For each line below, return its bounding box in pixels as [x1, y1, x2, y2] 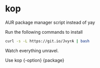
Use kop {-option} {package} [5, 57, 64, 63]
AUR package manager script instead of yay [5, 19, 96, 25]
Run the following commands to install [5, 29, 83, 35]
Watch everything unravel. [5, 48, 59, 54]
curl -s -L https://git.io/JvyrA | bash [5, 38, 90, 44]
